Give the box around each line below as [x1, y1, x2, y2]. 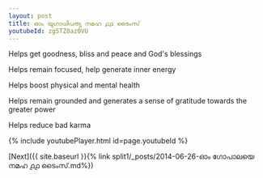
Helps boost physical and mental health [8, 80, 140, 90]
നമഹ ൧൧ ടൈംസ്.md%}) [8, 161, 94, 171]
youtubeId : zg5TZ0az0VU [8, 27, 89, 35]
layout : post [8, 11, 53, 20]
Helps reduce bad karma [8, 121, 91, 130]
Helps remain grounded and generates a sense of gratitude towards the [8, 96, 248, 106]
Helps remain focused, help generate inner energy [8, 65, 176, 74]
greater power [8, 104, 56, 114]
